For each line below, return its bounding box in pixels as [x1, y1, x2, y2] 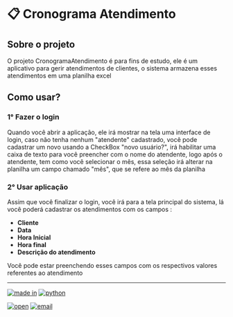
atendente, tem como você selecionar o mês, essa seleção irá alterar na [7, 157, 213, 165]
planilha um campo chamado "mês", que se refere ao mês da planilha [7, 165, 206, 173]
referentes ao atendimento [7, 269, 83, 277]
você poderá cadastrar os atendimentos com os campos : [7, 205, 172, 213]
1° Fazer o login [7, 112, 60, 122]
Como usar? [7, 91, 61, 103]
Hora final [17, 240, 46, 248]
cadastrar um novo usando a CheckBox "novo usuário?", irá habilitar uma [7, 143, 216, 151]
